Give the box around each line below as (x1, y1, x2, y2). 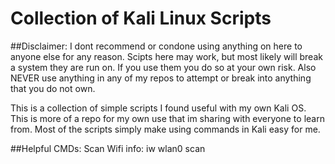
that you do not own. (10, 82, 96, 94)
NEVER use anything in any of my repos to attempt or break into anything (10, 72, 312, 84)
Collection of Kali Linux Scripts (10, 7, 272, 30)
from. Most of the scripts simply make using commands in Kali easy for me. (10, 123, 321, 135)
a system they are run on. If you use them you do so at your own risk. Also (10, 61, 317, 73)
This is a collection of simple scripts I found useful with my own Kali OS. (10, 102, 307, 114)
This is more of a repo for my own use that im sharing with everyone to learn (10, 112, 325, 124)
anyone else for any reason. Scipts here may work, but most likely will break (10, 50, 323, 62)
